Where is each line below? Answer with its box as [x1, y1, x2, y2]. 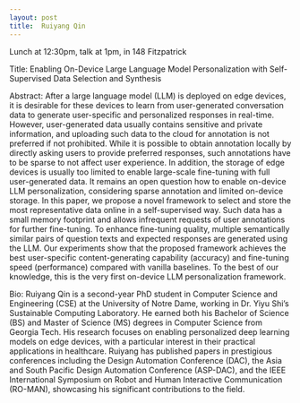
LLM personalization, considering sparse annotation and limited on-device [9, 185, 284, 196]
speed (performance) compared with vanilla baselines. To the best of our [9, 262, 279, 272]
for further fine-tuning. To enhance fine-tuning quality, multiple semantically [9, 223, 290, 234]
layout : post [9, 13, 58, 22]
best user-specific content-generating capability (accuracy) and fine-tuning [9, 252, 289, 262]
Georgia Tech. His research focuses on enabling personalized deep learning [9, 326, 290, 337]
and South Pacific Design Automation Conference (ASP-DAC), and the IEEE [9, 364, 287, 375]
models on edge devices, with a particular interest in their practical [9, 336, 256, 347]
